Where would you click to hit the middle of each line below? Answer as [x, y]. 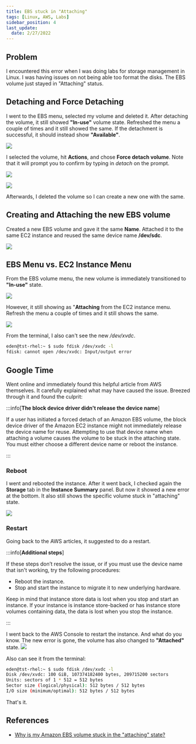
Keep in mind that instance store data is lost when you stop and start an [92, 599]
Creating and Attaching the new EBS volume [88, 215]
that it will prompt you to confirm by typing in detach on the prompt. [88, 163]
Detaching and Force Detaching [65, 102]
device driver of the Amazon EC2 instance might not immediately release [94, 426]
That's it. [17, 702]
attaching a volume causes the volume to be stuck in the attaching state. [94, 438]
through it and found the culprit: [44, 396]
